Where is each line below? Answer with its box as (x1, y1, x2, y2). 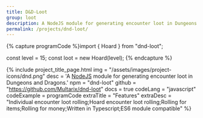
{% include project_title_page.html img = (6, 66, 108, 74)
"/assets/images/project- (109, 66, 172, 74)
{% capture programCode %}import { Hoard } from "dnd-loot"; (6, 43, 163, 50)
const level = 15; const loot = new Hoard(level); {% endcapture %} (6, 54, 173, 61)
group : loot (6, 15, 36, 21)
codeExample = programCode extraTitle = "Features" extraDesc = (6, 92, 172, 99)
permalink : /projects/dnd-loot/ (6, 26, 88, 32)
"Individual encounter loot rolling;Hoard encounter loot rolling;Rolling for (6, 99, 187, 106)
